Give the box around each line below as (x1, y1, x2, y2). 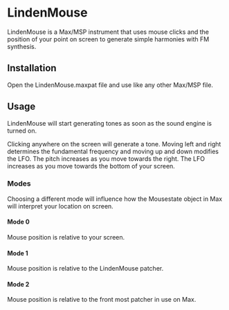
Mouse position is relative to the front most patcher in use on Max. (7, 296, 196, 304)
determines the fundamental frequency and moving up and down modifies (7, 147, 219, 155)
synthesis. (7, 42, 37, 50)
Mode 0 (7, 217, 30, 226)
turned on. (7, 126, 37, 135)
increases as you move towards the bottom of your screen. (7, 162, 175, 170)
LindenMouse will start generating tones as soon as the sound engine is (7, 119, 212, 127)
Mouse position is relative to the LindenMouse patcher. (7, 264, 164, 273)
